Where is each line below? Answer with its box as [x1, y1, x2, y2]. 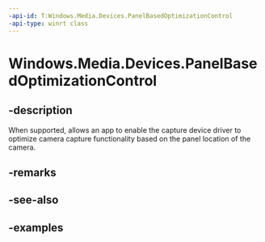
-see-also [8, 193, 59, 207]
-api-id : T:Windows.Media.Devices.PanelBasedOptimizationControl [8, 11, 233, 20]
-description [8, 104, 73, 117]
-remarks [8, 165, 57, 179]
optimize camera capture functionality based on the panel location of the [8, 134, 251, 143]
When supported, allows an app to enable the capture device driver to [8, 125, 242, 134]
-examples [8, 220, 64, 235]
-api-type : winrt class [8, 19, 89, 28]
